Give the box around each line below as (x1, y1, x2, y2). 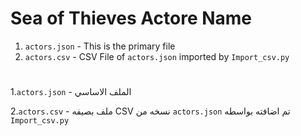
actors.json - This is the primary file (24, 40, 176, 52)
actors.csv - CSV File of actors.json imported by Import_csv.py (24, 50, 290, 62)
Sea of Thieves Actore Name (10, 7, 253, 30)
